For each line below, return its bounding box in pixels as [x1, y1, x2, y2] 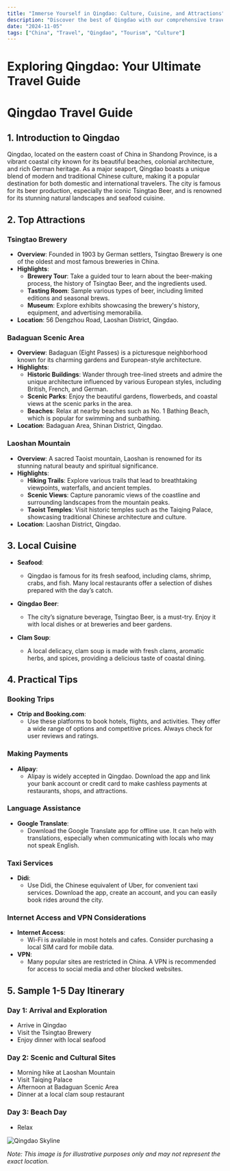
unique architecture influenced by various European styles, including [27, 378, 222, 386]
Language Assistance [7, 804, 81, 813]
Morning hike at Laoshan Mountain [16, 1069, 115, 1077]
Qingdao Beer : [16, 599, 60, 608]
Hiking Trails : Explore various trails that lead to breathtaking [27, 476, 197, 484]
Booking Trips [7, 694, 55, 704]
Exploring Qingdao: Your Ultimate [7, 59, 201, 74]
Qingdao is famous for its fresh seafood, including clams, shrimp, [27, 571, 212, 580]
